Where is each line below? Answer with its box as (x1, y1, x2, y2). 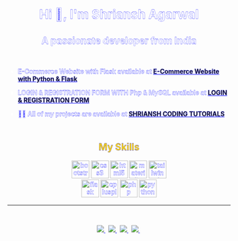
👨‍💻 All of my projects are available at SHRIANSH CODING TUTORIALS (17, 110, 225, 118)
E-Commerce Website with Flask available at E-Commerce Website (17, 67, 220, 75)
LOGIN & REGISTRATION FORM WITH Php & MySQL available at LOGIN (17, 89, 228, 96)
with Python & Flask (17, 74, 78, 83)
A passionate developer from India (41, 35, 197, 47)
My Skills (98, 141, 140, 153)
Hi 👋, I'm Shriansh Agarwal (39, 6, 199, 23)
